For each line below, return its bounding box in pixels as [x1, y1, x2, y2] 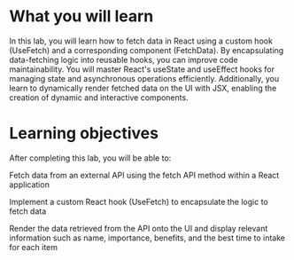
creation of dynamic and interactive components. [9, 91, 189, 103]
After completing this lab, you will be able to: [9, 153, 172, 163]
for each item [9, 241, 58, 252]
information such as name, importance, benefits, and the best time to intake [9, 232, 286, 243]
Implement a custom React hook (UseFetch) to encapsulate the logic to [9, 196, 268, 207]
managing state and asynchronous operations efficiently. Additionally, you [9, 73, 280, 83]
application [9, 179, 50, 190]
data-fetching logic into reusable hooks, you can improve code [9, 54, 238, 65]
